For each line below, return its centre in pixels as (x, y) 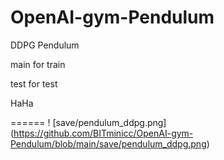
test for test (34, 83)
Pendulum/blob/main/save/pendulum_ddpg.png (108, 143)
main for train (38, 64)
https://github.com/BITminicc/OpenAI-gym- (103, 133)
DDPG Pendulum (45, 45)
